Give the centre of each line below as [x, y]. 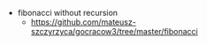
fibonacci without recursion [67, 13]
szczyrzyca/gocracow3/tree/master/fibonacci [114, 31]
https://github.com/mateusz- [84, 22]
